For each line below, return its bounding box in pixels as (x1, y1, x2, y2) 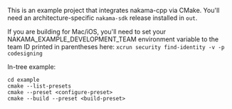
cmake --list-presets (7, 83, 72, 90)
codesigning (7, 50, 43, 57)
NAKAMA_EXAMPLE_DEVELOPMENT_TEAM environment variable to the (7, 35, 219, 43)
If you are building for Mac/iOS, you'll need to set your (7, 28, 167, 36)
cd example (7, 76, 40, 83)
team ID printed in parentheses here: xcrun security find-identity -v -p (7, 43, 225, 51)
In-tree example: (7, 63, 56, 71)
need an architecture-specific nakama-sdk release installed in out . (7, 14, 198, 22)
